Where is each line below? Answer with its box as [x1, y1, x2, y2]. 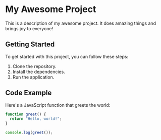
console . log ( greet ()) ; [5, 130, 53, 135]
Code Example [5, 89, 52, 97]
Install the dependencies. [12, 68, 66, 75]
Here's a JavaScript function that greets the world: [5, 102, 111, 108]
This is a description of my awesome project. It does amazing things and [5, 20, 156, 26]
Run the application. [12, 74, 55, 80]
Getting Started [5, 40, 55, 49]
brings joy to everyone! [5, 25, 53, 31]
